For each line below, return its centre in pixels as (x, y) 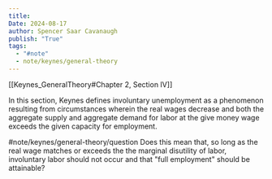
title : (19, 16)
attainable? (27, 168)
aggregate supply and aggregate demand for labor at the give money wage (134, 117)
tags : (17, 46)
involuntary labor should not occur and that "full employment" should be (129, 159)
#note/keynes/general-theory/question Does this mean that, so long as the (133, 142)
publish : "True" (36, 39)
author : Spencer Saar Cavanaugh (63, 31)
